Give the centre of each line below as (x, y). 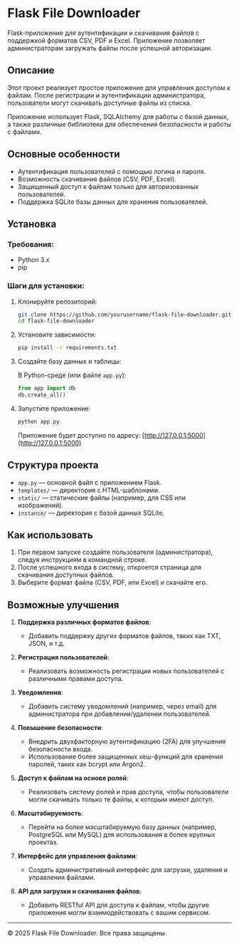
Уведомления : (40, 692)
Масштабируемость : (51, 814)
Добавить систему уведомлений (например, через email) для (122, 707)
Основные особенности (64, 154)
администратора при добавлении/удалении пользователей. (119, 714)
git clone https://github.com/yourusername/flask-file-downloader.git (124, 314)
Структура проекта (53, 465)
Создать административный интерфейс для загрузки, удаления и (128, 870)
